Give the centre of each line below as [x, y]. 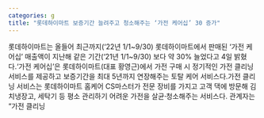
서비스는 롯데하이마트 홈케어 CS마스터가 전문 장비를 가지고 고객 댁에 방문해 [132, 86]
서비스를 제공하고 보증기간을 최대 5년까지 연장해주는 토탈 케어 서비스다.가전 [124, 76]
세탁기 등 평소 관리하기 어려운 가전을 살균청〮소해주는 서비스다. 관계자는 [146, 96]
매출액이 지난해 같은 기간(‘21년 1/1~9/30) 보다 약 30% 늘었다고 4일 [128, 56]
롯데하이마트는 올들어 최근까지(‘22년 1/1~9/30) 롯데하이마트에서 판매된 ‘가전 [126, 46]
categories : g [32, 15]
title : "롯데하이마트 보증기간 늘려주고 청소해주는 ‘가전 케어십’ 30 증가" [114, 23]
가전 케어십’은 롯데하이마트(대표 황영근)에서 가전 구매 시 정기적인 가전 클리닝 [136, 66]
